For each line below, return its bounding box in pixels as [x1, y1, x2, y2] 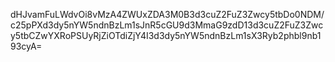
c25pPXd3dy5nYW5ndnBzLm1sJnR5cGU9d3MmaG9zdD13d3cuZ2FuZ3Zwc [10, 19, 324, 31]
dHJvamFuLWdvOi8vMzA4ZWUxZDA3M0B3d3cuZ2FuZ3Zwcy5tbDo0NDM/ [10, 9, 325, 20]
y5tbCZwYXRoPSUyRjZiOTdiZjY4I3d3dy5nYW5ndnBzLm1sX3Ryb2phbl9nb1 [10, 30, 322, 41]
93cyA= [10, 40, 43, 52]
